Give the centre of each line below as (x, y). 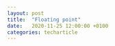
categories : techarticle (42, 32)
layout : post (26, 13)
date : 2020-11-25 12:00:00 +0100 (58, 26)
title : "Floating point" (44, 20)
